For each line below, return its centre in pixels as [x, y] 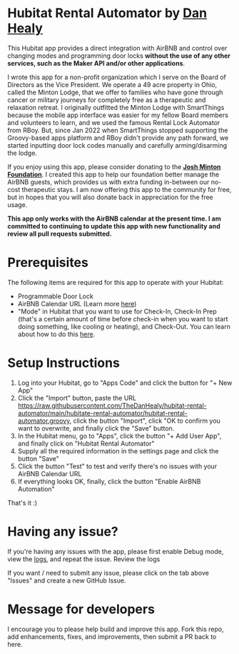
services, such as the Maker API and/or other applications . [96, 63]
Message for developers [81, 609]
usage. [17, 204]
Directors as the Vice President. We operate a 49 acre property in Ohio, [112, 84]
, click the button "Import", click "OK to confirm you [145, 421]
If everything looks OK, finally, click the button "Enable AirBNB [109, 481]
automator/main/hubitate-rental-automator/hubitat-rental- [102, 413]
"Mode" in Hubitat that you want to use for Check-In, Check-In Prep [117, 311]
